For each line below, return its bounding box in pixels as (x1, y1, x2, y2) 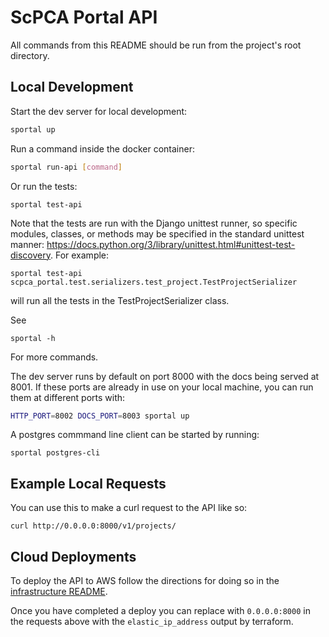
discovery (10, 249, 51, 261)
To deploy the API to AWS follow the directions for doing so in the (10, 575, 280, 586)
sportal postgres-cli (10, 448, 101, 458)
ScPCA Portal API (10, 6, 158, 29)
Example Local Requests (10, 475, 167, 492)
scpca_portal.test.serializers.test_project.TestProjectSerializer (10, 277, 298, 287)
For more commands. (10, 351, 99, 363)
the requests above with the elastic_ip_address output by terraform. (10, 616, 294, 627)
